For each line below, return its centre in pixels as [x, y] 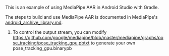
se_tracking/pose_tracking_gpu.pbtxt [51, 43]
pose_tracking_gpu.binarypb [42, 48]
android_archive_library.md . [34, 22]
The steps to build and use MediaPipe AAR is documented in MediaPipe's [81, 17]
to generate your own [113, 43]
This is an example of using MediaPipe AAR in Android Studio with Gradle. [82, 7]
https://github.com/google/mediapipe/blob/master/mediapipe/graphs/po [88, 38]
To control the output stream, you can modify [60, 32]
